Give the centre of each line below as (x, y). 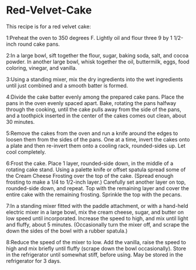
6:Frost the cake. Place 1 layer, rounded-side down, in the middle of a (90, 163)
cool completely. (26, 152)
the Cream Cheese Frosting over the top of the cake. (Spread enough (90, 176)
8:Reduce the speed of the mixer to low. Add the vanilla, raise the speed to (96, 242)
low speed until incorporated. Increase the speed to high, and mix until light (97, 218)
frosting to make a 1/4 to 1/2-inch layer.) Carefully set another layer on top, (96, 182)
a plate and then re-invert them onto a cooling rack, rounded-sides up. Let (96, 146)
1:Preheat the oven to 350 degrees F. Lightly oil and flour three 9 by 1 (89, 38)
